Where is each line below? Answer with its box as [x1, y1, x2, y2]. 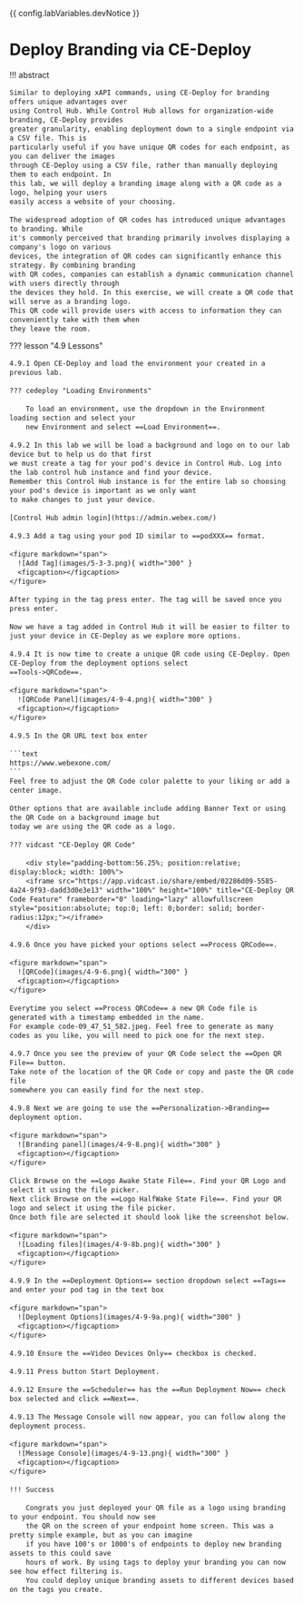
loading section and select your [9, 413, 136, 422]
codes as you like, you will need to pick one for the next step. [9, 1031, 266, 1040]
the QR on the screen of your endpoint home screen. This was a [25, 1521, 274, 1530]
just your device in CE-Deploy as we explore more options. [9, 631, 242, 640]
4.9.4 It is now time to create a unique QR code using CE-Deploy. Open [9, 649, 290, 658]
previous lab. [9, 368, 64, 377]
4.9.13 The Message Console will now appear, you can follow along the [9, 1412, 286, 1421]
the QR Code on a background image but [9, 813, 161, 822]
